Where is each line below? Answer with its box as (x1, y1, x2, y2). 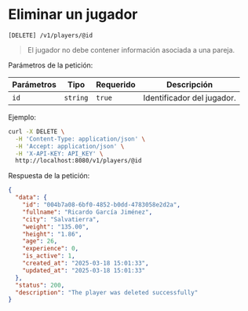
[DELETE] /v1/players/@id (8, 31, 93, 39)
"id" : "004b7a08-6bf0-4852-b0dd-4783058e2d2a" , (22, 201, 181, 209)
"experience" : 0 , (22, 245, 79, 253)
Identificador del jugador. (143, 92, 237, 103)
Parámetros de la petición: (8, 60, 93, 70)
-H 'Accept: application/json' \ (15, 142, 125, 150)
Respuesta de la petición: (8, 171, 90, 181)
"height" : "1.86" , (22, 230, 82, 238)
